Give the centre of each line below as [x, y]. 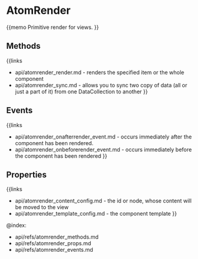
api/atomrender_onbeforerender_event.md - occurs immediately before [103, 149]
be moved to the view [42, 207]
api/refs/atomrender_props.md [53, 243]
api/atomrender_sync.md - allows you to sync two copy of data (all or [101, 85]
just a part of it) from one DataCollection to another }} [81, 92]
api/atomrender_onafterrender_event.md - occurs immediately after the [103, 137]
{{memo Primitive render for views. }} [53, 27]
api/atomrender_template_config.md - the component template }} [96, 214]
